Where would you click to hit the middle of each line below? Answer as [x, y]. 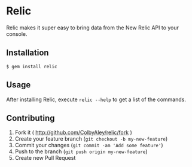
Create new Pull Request [45, 158]
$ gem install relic [32, 66]
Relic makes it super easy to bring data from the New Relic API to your [93, 28]
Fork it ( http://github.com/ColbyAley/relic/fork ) [74, 132]
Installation [28, 53]
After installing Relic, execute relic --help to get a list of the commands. [96, 99]
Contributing [31, 118]
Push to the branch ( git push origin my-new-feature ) [81, 151]
